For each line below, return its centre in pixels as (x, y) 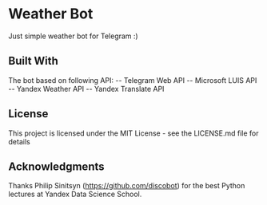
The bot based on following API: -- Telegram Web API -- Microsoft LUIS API (133, 80)
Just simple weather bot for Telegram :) (73, 36)
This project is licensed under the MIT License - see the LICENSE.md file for (133, 133)
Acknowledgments (57, 166)
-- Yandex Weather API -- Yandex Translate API (86, 89)
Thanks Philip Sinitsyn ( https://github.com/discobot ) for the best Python (127, 186)
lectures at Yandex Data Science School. (75, 194)
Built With (33, 61)
